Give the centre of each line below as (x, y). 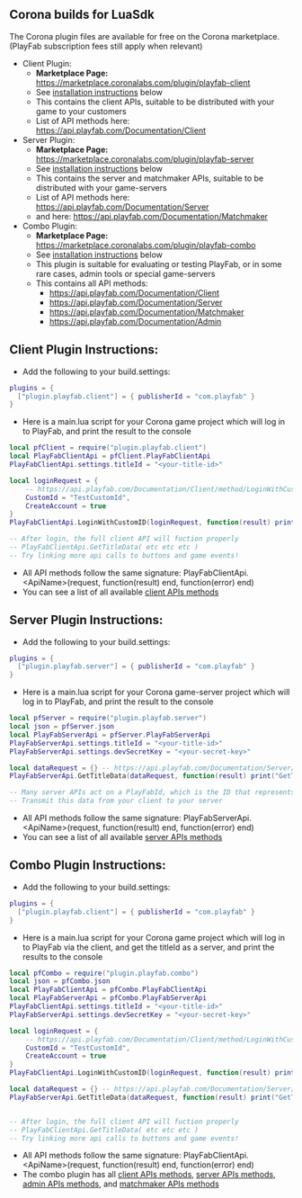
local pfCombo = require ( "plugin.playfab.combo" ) (104, 973)
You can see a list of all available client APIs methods (120, 592)
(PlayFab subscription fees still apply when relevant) (106, 46)
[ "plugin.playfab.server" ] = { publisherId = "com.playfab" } (136, 666)
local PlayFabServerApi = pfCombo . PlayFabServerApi (108, 998)
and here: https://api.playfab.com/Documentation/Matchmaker (151, 216)
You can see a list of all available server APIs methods (122, 837)
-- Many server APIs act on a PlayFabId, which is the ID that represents (152, 792)
